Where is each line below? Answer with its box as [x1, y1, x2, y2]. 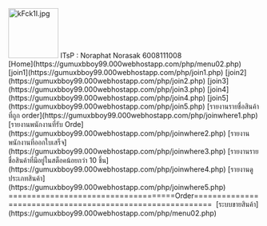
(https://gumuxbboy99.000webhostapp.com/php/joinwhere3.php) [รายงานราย [8, 147, 259, 156]
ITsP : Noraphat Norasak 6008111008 [59, 51, 182, 60]
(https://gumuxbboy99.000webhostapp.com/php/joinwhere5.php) [8, 183, 226, 192]
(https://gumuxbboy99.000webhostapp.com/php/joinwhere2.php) [8, 129, 226, 138]
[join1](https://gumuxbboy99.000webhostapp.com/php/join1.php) [8, 68, 224, 77]
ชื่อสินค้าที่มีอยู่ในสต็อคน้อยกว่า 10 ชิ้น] [8, 156, 110, 165]
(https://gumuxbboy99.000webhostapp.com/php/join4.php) [8, 93, 206, 102]
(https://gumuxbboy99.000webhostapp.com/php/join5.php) [8, 101, 205, 111]
